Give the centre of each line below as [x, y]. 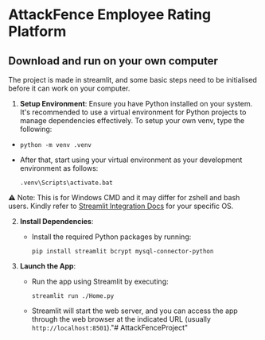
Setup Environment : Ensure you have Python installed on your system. [136, 104]
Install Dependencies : [57, 221]
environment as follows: [59, 168]
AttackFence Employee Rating [110, 15]
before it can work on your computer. [69, 88]
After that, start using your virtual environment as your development [131, 160]
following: [36, 129]
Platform [37, 31]
